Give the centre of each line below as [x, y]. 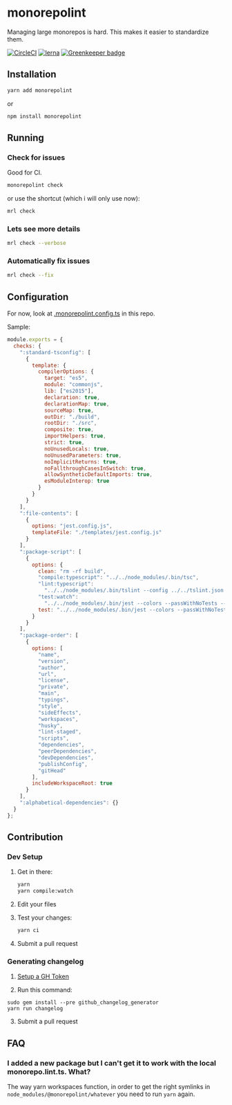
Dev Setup [25, 857]
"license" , [54, 681]
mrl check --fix [30, 275]
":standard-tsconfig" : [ [55, 352]
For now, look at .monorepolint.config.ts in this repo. [81, 313]
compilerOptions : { [66, 372]
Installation [32, 74]
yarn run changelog [35, 1009]
